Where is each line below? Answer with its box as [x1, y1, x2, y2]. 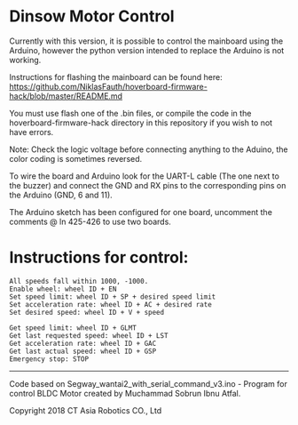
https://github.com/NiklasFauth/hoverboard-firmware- [9, 81, 208, 92]
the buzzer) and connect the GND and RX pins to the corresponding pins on [9, 180, 286, 190]
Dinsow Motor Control [9, 6, 175, 27]
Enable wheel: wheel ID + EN [9, 285, 117, 293]
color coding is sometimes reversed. [9, 153, 143, 164]
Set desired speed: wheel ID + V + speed [9, 308, 165, 317]
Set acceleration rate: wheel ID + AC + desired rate [9, 300, 213, 309]
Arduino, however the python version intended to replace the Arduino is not [9, 44, 285, 55]
